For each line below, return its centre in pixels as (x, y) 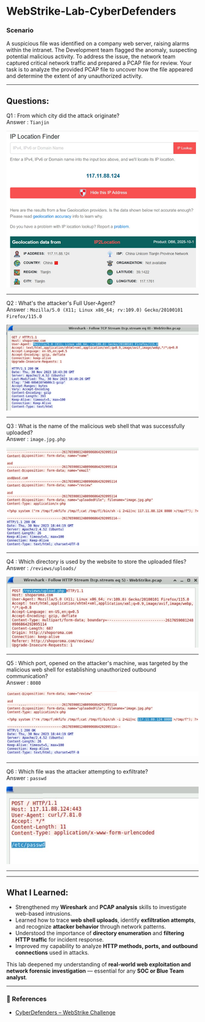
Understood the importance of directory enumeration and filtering (100, 933)
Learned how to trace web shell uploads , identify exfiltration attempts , (106, 920)
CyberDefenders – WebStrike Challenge (65, 1012)
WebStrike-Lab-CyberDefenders (91, 11)
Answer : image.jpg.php (36, 439)
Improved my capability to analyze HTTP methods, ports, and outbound (106, 946)
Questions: (28, 101)
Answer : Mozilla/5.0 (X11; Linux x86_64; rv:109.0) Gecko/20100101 (95, 310)
